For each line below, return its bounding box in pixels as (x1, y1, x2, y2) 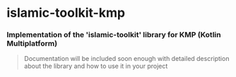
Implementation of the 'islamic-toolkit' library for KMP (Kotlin (6, 30, 221, 40)
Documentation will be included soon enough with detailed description (23, 55, 230, 63)
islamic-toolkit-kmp (6, 5, 125, 21)
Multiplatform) (6, 38, 58, 48)
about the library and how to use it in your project (23, 62, 168, 71)
